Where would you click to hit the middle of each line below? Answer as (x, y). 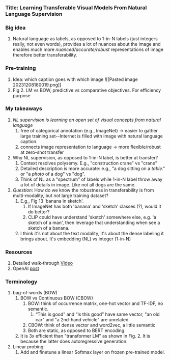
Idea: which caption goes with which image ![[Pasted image (75, 79)
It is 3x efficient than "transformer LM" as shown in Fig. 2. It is (85, 336)
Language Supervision (34, 14)
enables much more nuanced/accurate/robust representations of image (88, 49)
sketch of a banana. (49, 228)
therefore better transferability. (45, 55)
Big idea (16, 27)
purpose (21, 95)
